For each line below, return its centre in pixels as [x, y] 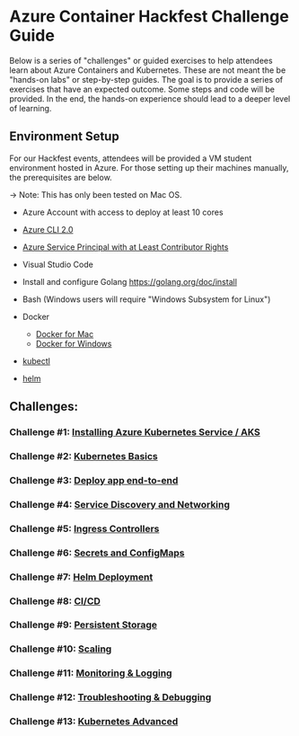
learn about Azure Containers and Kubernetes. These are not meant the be [148, 70]
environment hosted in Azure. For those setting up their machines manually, [149, 167]
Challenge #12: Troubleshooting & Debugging [110, 697]
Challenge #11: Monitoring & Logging [91, 673]
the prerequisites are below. [61, 177]
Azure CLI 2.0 [48, 229]
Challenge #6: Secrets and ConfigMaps [97, 553]
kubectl [36, 360]
